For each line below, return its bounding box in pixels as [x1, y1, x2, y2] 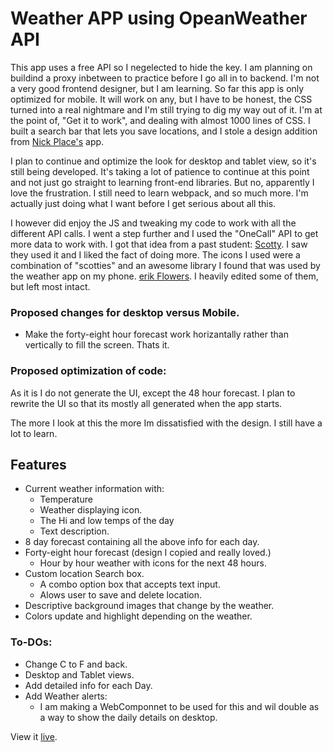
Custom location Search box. [24, 568, 145, 580]
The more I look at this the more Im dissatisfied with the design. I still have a [10, 417, 323, 429]
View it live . [10, 730, 58, 742]
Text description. [39, 525, 110, 537]
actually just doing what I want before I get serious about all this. [10, 197, 277, 209]
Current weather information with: [24, 483, 165, 495]
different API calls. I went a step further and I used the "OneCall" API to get [10, 227, 319, 239]
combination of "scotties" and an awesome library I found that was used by [10, 259, 321, 271]
